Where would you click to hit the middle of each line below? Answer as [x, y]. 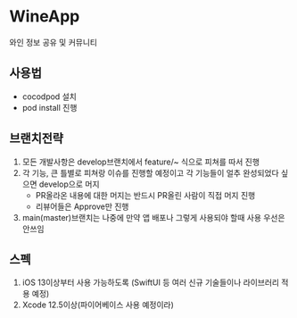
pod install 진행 [49, 107]
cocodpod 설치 [49, 96]
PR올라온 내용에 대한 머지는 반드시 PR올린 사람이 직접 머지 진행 [145, 195]
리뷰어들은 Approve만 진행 [82, 206]
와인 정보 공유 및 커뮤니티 [54, 42]
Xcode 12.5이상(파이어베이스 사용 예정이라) [98, 305]
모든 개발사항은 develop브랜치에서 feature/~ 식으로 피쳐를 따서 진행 [141, 162]
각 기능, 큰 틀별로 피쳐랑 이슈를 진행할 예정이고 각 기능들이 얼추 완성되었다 [150, 172]
